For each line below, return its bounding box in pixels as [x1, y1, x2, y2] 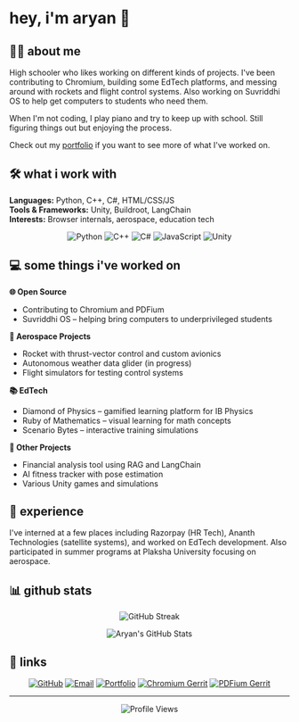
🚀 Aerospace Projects [9, 330, 91, 342]
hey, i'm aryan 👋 [9, 8, 131, 29]
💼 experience [9, 504, 85, 519]
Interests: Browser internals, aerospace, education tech [9, 213, 215, 224]
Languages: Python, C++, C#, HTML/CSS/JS [9, 195, 175, 205]
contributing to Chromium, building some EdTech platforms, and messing [9, 77, 278, 87]
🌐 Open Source [9, 286, 67, 297]
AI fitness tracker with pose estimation [21, 469, 164, 479]
